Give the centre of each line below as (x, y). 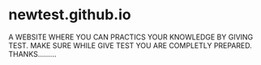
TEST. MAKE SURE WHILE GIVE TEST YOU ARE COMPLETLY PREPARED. (130, 45)
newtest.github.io (70, 15)
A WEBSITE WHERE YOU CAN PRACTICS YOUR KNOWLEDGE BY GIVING (131, 37)
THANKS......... (32, 54)
